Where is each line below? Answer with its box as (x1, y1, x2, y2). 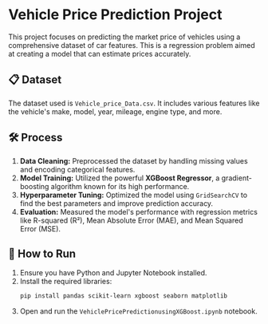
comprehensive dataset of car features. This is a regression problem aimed (8, 40, 255, 49)
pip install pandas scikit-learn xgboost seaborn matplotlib (19, 292, 228, 300)
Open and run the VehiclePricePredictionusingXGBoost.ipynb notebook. (19, 306, 258, 316)
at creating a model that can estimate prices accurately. (8, 49, 191, 58)
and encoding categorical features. (19, 164, 136, 174)
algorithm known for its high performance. (50, 181, 190, 191)
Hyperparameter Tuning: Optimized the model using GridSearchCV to (19, 190, 248, 200)
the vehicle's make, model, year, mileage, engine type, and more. (8, 106, 223, 117)
